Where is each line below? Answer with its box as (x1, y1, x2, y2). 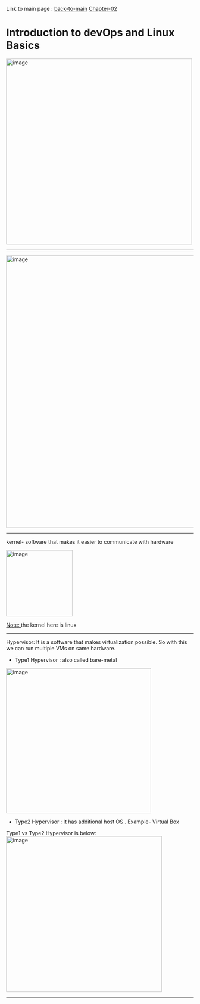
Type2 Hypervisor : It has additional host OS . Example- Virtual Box (14, 818, 180, 825)
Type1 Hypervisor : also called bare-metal (14, 656, 117, 664)
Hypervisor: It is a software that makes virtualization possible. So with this (6, 638, 187, 646)
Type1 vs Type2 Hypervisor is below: (6, 829, 96, 836)
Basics (6, 39, 40, 52)
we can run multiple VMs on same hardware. (6, 644, 116, 652)
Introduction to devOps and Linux (6, 26, 175, 39)
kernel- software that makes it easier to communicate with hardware (6, 538, 174, 545)
